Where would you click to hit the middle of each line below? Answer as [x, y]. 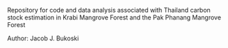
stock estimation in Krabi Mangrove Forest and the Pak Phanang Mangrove [114, 17]
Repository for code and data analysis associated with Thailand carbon [109, 10]
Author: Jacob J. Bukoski [43, 38]
